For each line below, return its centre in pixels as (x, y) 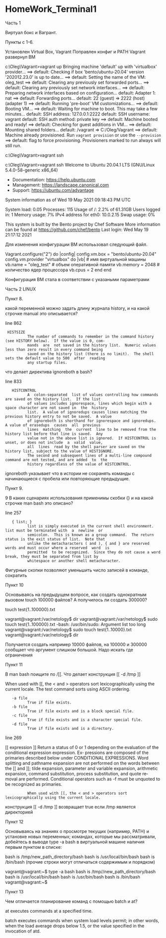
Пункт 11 (14, 664)
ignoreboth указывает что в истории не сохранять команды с (70, 473)
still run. (13, 145)
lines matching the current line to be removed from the (91, 429)
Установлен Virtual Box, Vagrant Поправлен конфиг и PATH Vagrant (75, 52)
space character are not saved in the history (56, 408)
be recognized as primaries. (34, 784)
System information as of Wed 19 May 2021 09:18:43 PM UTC (68, 200)
